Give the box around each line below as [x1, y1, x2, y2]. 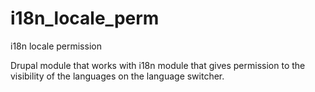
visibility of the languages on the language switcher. [10, 70, 225, 82]
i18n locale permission [10, 40, 102, 52]
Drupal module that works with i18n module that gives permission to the [10, 59, 306, 71]
